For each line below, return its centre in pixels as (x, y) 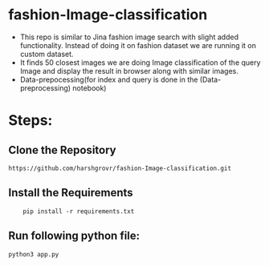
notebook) (89, 88)
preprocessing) (45, 88)
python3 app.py (34, 254)
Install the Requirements (71, 193)
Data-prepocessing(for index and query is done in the (109, 79)
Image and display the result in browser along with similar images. (129, 71)
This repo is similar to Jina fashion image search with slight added (129, 37)
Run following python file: (74, 236)
